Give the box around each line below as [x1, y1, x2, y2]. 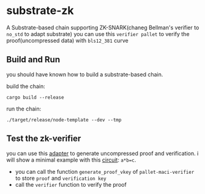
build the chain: [6, 82, 45, 90]
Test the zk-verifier [6, 134, 81, 144]
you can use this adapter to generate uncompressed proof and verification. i [6, 149, 199, 157]
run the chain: [6, 105, 42, 112]
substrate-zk [6, 4, 75, 18]
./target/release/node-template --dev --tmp [6, 117, 122, 123]
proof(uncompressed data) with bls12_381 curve [6, 37, 129, 44]
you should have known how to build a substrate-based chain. [6, 71, 163, 78]
